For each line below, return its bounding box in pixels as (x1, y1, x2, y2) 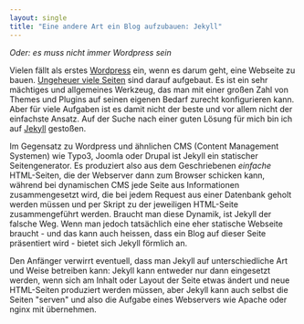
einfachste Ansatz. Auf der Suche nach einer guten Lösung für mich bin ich (9, 113, 293, 124)
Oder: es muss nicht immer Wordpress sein (9, 47, 172, 57)
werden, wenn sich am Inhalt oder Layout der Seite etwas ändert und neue (9, 275, 290, 286)
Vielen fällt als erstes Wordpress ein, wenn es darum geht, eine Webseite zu (9, 65, 296, 76)
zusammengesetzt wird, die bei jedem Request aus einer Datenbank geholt (9, 189, 292, 200)
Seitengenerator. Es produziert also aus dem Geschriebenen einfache (9, 160, 272, 171)
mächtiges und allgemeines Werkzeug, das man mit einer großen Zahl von (9, 84, 289, 95)
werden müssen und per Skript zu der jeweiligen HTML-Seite (9, 198, 239, 210)
